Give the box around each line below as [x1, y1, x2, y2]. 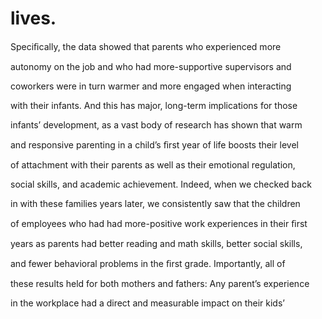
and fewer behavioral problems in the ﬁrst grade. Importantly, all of [10, 257, 286, 269]
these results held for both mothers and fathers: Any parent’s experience [10, 277, 310, 289]
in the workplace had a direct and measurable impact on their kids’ [10, 297, 285, 309]
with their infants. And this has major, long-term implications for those [10, 99, 298, 111]
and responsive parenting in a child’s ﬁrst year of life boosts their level [10, 138, 299, 151]
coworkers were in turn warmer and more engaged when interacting [10, 80, 292, 92]
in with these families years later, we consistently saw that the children [10, 197, 301, 209]
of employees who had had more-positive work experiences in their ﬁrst [10, 217, 308, 229]
